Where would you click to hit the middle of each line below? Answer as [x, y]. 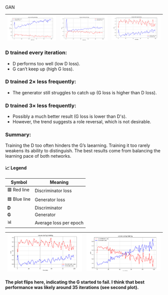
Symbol [19, 182]
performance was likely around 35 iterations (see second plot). [72, 288]
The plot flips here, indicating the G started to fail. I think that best [75, 282]
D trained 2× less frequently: [41, 82]
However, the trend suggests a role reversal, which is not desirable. [82, 122]
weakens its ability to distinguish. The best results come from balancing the [83, 151]
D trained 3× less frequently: [41, 105]
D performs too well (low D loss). [46, 63]
